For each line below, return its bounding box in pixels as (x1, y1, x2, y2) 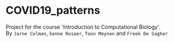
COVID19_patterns (5, 4, 101, 17)
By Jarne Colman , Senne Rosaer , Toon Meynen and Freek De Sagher (5, 29, 168, 36)
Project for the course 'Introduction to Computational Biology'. (5, 23, 161, 30)
